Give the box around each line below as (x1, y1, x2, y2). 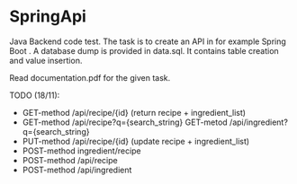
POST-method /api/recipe (22, 154, 119, 165)
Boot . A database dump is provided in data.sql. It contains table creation (9, 45, 279, 56)
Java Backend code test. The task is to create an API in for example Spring (9, 36, 286, 47)
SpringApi (9, 6, 87, 27)
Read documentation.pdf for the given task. (9, 72, 171, 83)
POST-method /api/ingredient (22, 164, 132, 175)
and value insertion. (9, 55, 83, 66)
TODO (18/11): (9, 90, 60, 101)
